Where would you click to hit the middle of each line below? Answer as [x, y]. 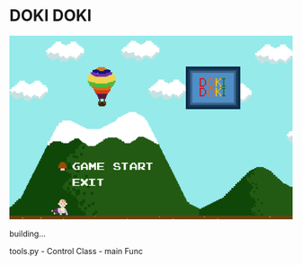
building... [28, 234]
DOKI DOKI [51, 16]
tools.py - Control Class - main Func [76, 251]
